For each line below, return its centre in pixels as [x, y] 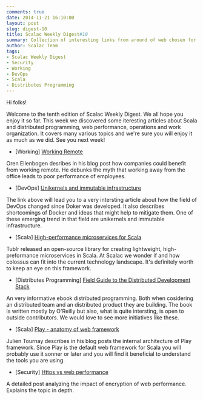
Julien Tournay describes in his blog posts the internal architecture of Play [99, 341]
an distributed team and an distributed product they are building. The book [99, 305]
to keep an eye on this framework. [49, 268]
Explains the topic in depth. [40, 390]
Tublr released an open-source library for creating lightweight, [84, 249]
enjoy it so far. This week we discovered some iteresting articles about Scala [102, 121]
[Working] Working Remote [49, 152]
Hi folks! [17, 102]
